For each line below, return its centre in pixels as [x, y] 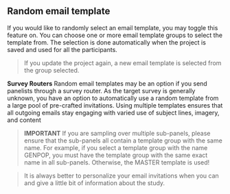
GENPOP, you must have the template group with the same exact [116, 155]
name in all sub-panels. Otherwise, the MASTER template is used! [117, 162]
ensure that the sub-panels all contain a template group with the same [123, 141]
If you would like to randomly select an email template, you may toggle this [113, 27]
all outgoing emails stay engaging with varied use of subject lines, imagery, [113, 112]
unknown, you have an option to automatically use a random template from [113, 98]
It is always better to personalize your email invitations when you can [122, 175]
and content [24, 120]
